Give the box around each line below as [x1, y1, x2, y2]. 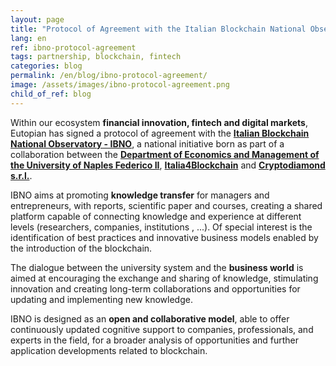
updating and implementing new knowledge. [10, 293, 193, 305]
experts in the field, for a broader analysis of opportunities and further [10, 334, 300, 346]
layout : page [10, 14, 65, 25]
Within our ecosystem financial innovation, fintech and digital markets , [10, 116, 308, 128]
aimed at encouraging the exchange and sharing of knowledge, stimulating [10, 272, 319, 284]
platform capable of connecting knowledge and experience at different [10, 210, 302, 222]
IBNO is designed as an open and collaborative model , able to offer [10, 312, 290, 325]
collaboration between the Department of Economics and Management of [10, 148, 320, 160]
